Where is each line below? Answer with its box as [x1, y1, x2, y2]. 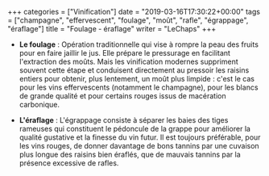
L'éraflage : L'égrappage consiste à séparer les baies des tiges [19, 115, 229, 124]
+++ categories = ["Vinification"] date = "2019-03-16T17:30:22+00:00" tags [7, 7, 261, 16]
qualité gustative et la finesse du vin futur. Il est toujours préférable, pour [19, 132, 261, 142]
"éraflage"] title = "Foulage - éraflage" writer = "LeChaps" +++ [7, 24, 217, 33]
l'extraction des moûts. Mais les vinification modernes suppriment [19, 57, 238, 66]
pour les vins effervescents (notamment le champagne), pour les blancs [19, 82, 259, 92]
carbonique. [19, 100, 60, 109]
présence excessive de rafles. [19, 158, 119, 168]
